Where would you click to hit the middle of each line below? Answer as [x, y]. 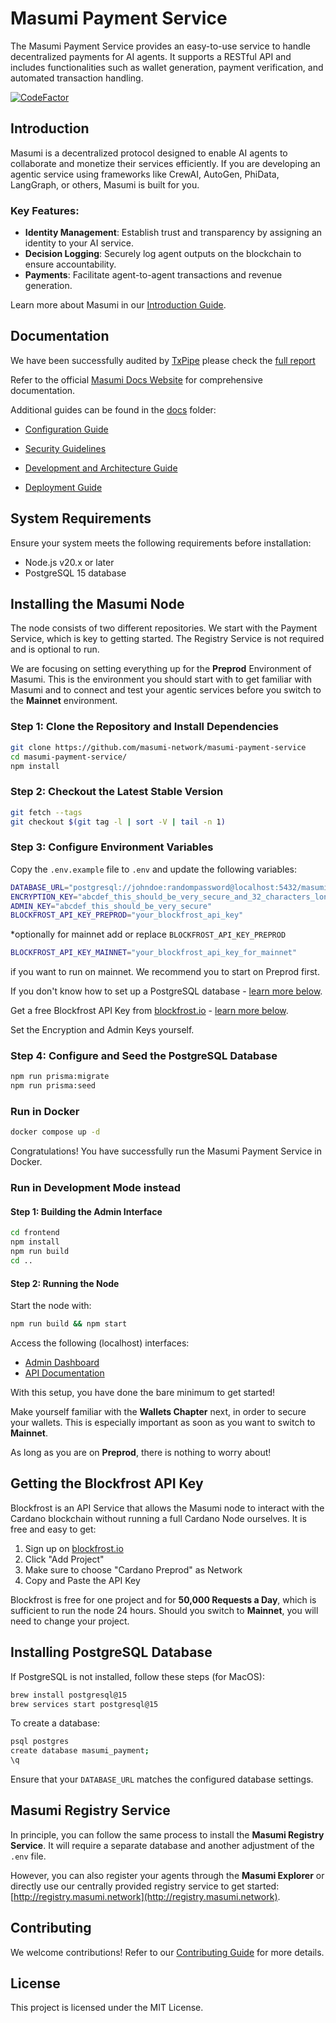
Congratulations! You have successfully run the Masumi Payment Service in [166, 1151]
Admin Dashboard [62, 1363]
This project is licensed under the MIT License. [107, 2008]
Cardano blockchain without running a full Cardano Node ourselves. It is [158, 1518]
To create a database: [55, 1723]
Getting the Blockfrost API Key [107, 1483]
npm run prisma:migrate [60, 1077]
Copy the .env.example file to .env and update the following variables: [153, 869]
